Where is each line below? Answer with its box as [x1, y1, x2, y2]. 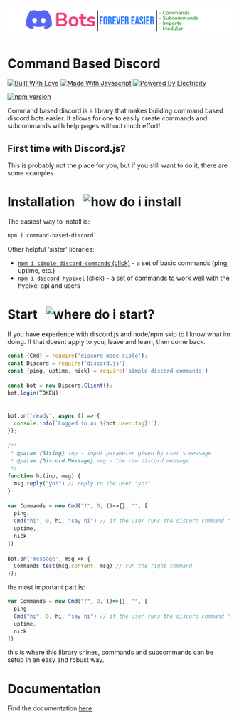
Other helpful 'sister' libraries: [7, 244, 95, 253]
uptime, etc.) [17, 266, 55, 274]
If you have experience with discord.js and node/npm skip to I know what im [7, 330, 230, 338]
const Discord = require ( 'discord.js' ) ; [7, 359, 129, 367]
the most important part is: [7, 583, 85, 591]
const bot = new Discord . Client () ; [7, 382, 113, 390]
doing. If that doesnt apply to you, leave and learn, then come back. [7, 337, 206, 346]
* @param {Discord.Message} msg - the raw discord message [10, 457, 190, 465]
